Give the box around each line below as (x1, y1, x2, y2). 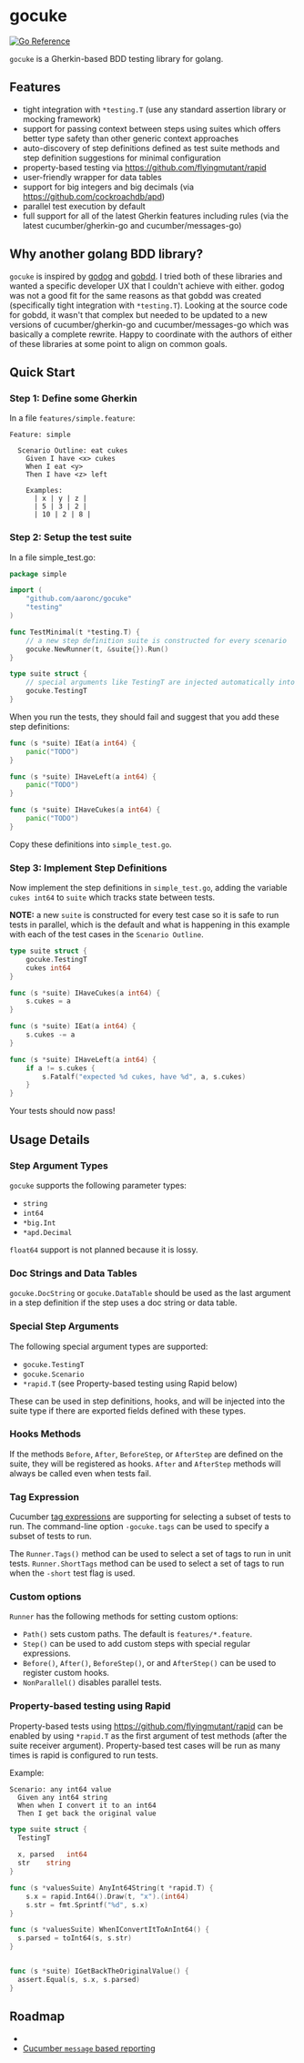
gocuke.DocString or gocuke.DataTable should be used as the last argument (9, 1288, 291, 1299)
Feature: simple (9, 430, 71, 440)
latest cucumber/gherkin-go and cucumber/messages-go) (22, 220, 242, 230)
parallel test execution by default (22, 200, 146, 211)
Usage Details (9, 1131, 90, 1148)
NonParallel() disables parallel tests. (22, 1677, 162, 1688)
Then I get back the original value (17, 1809, 157, 1818)
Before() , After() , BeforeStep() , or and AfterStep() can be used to (22, 1658, 277, 1669)
